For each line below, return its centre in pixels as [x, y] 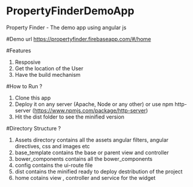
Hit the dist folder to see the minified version [69, 117]
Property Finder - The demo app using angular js [66, 27]
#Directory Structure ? [33, 128]
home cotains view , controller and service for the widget [85, 177]
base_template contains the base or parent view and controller [92, 152]
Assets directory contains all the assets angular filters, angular [92, 140]
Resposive [27, 62]
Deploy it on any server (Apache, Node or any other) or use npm [94, 104]
